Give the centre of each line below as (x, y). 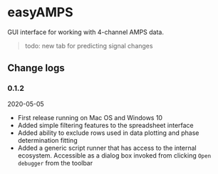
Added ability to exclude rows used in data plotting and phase (108, 133)
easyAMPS (40, 12)
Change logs (36, 68)
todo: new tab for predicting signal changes (89, 45)
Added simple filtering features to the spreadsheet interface (105, 125)
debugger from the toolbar (55, 163)
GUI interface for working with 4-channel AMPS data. (86, 32)
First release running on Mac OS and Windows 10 (90, 117)
